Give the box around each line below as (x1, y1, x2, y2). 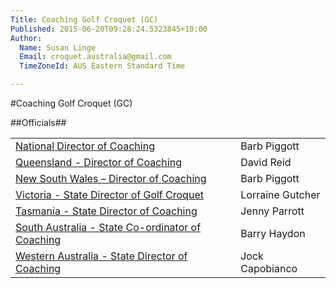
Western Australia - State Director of (15, 249, 188, 263)
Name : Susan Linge (19, 42, 97, 53)
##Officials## (10, 117, 67, 128)
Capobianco (240, 262, 298, 275)
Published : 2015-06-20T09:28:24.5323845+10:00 (10, 24, 208, 34)
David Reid (240, 156, 292, 169)
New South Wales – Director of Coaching (15, 172, 207, 185)
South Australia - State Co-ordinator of (15, 221, 202, 234)
